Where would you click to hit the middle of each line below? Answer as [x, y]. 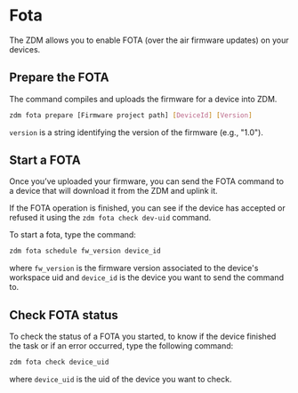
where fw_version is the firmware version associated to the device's [134, 269]
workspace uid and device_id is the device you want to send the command [147, 277]
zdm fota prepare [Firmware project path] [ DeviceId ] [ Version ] [131, 115]
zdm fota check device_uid [59, 362]
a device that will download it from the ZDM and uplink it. [113, 191]
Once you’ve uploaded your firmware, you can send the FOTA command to [147, 181]
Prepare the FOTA [59, 78]
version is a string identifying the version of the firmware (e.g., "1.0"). [137, 132]
